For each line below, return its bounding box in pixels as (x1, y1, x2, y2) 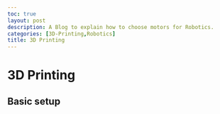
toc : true (7, 10, 37, 18)
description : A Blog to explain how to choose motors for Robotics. (7, 23, 214, 30)
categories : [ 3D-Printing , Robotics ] (7, 30, 116, 38)
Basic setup (7, 95, 61, 107)
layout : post (7, 17, 46, 24)
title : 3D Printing (7, 37, 65, 44)
